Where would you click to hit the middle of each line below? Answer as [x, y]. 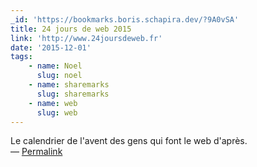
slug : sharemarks [73, 94]
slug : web [57, 112]
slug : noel [59, 76]
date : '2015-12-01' [51, 47]
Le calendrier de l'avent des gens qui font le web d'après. [129, 141]
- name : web [53, 103]
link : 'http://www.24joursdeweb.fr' [86, 38]
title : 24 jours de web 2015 [71, 29]
